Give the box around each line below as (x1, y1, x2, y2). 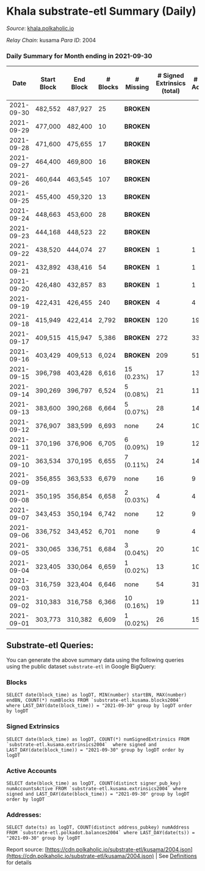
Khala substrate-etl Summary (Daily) (6, 4, 196, 18)
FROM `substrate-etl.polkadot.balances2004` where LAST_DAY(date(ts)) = (6, 830, 195, 836)
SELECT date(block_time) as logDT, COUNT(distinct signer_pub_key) (6, 780, 182, 786)
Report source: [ (6, 846, 48, 853)
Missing (124, 83, 149, 91)
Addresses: (6, 810, 41, 819)
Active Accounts (6, 766, 57, 775)
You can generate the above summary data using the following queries (6, 657, 184, 664)
